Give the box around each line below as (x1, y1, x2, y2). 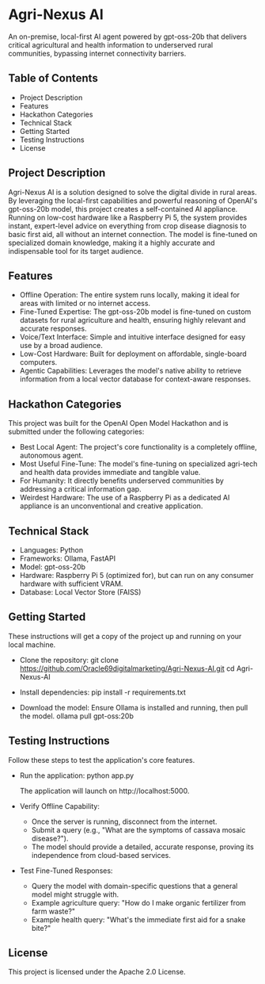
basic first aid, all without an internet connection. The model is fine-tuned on (8, 229, 258, 239)
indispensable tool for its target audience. (8, 246, 144, 255)
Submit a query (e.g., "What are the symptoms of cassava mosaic (31, 825, 246, 834)
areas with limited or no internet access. (19, 299, 151, 308)
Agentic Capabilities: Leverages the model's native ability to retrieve (19, 366, 242, 376)
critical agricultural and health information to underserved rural (8, 40, 214, 49)
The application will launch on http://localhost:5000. (19, 786, 190, 795)
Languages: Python (19, 546, 84, 554)
